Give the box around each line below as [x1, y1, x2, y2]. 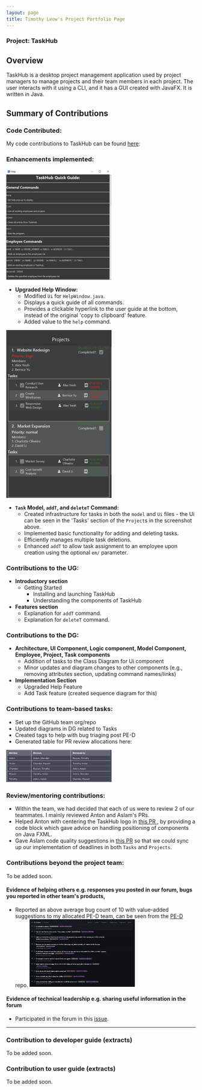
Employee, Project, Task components [14, 651, 110, 658]
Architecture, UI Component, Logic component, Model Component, [14, 645, 186, 652]
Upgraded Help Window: [14, 286, 78, 293]
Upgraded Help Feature [23, 683, 82, 690]
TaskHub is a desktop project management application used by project [6, 71, 182, 78]
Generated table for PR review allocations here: [14, 738, 132, 745]
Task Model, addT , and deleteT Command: [14, 504, 119, 511]
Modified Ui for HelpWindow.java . [23, 293, 105, 300]
